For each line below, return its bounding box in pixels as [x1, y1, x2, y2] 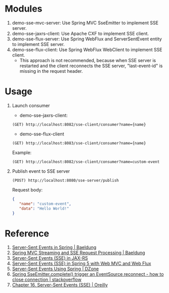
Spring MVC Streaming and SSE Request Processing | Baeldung [12, 250, 145, 256]
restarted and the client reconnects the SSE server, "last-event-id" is [19, 63, 163, 69]
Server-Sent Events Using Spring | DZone [12, 266, 99, 272]
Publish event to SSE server [12, 168, 70, 174]
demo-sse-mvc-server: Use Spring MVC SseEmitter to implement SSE [12, 20, 159, 26]
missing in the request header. [19, 68, 83, 74]
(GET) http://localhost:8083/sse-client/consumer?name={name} [12, 140, 146, 145]
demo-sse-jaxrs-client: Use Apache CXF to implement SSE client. [12, 30, 149, 36]
